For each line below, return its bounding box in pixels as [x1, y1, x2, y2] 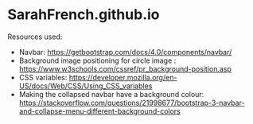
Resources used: [7, 32, 63, 41]
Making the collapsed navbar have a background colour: [18, 89, 204, 99]
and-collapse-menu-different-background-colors [18, 106, 181, 116]
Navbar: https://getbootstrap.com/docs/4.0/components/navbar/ [18, 47, 232, 56]
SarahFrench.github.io [7, 6, 160, 24]
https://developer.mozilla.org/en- [68, 72, 177, 82]
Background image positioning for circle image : [18, 56, 177, 65]
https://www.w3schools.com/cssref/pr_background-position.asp [18, 64, 232, 73]
